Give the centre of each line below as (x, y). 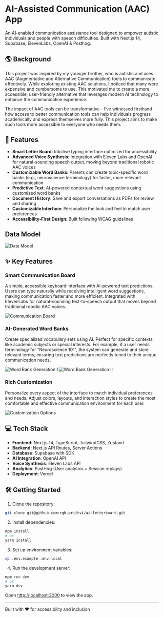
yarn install (18, 540)
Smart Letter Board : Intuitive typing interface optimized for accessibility (84, 151)
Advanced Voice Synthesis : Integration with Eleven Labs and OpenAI (82, 157)
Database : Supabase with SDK (43, 453)
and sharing (24, 203)
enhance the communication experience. (46, 99)
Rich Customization (29, 382)
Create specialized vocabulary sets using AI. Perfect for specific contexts (79, 339)
